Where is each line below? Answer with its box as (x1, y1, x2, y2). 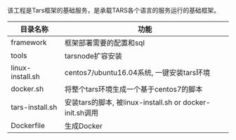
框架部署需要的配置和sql (64, 38, 145, 48)
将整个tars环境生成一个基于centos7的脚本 (64, 85, 203, 94)
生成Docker (64, 121, 103, 131)
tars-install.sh (11, 102, 58, 112)
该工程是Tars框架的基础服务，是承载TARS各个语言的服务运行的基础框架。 (7, 6, 221, 14)
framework (11, 38, 47, 47)
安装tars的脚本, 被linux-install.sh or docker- (64, 97, 211, 107)
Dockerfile (11, 121, 46, 130)
